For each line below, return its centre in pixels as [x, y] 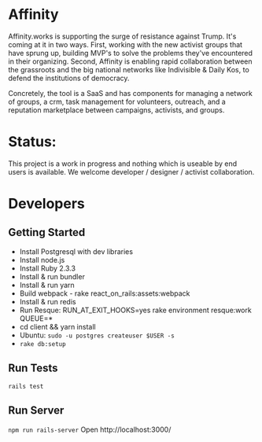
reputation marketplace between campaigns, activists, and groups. [116, 110]
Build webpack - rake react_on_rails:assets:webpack [105, 293]
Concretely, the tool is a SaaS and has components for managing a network [131, 93]
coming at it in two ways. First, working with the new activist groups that [125, 44]
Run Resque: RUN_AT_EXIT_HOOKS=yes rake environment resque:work [135, 310]
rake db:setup [42, 344]
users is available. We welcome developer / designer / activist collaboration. [131, 171]
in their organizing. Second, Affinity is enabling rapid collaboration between [131, 61]
